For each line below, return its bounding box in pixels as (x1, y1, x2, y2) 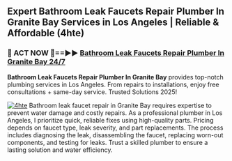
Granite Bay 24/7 (7, 57, 66, 67)
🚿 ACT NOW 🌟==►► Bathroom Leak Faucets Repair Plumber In (7, 48, 225, 58)
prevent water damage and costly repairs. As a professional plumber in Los (7, 108, 223, 117)
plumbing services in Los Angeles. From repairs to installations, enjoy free (7, 80, 219, 89)
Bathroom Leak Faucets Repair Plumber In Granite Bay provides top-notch (7, 72, 224, 81)
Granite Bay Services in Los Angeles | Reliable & (7, 17, 219, 29)
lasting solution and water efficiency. (7, 146, 113, 154)
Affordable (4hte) (7, 27, 85, 39)
